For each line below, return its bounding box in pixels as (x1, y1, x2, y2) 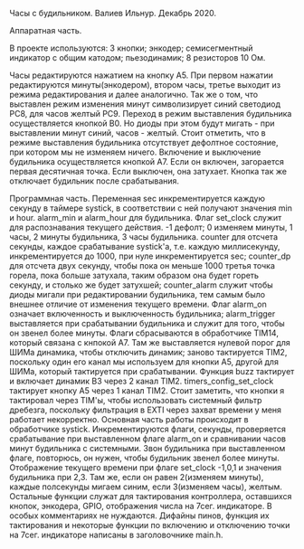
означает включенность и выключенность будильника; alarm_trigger (9, 308, 276, 319)
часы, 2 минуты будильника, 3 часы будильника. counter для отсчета (9, 232, 279, 242)
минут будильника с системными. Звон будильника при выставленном (9, 443, 286, 453)
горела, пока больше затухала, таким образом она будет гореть (9, 270, 260, 280)
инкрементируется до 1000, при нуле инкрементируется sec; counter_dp (9, 251, 291, 261)
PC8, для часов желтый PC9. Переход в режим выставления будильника (9, 109, 292, 118)
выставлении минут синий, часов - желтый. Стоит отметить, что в (9, 128, 267, 138)
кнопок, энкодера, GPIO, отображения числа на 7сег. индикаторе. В (9, 501, 273, 511)
